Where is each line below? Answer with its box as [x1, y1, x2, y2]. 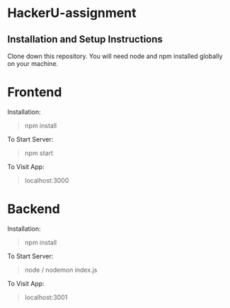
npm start [24, 149, 53, 157]
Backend [7, 201, 60, 217]
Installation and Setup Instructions [7, 33, 163, 45]
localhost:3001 [24, 292, 68, 302]
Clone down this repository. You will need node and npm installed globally [7, 52, 223, 60]
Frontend [7, 84, 62, 101]
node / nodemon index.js [24, 266, 98, 274]
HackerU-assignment [7, 5, 137, 21]
